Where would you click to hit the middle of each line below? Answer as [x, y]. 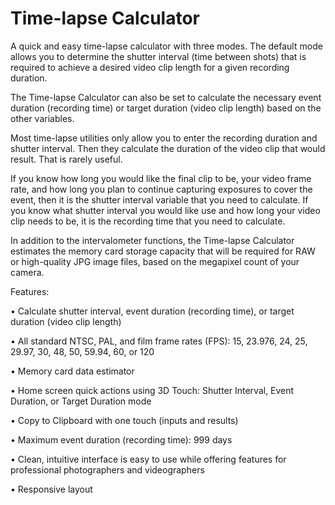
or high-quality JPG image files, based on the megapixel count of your [155, 261]
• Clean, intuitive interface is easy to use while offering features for [148, 459]
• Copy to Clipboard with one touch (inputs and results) [124, 420]
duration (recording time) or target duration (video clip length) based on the [166, 108]
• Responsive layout [51, 489]
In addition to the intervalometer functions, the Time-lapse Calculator [152, 240]
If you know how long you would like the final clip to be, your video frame [161, 178]
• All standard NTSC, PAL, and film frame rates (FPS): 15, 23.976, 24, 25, [159, 341]
